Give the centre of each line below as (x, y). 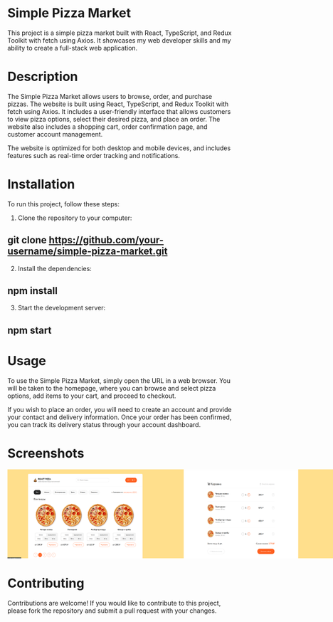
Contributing (46, 583)
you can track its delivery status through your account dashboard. (104, 424)
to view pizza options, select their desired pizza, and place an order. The (114, 119)
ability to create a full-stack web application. (73, 48)
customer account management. (55, 134)
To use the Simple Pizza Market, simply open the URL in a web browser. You (119, 380)
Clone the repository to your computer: (75, 218)
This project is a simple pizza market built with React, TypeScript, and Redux (120, 33)
